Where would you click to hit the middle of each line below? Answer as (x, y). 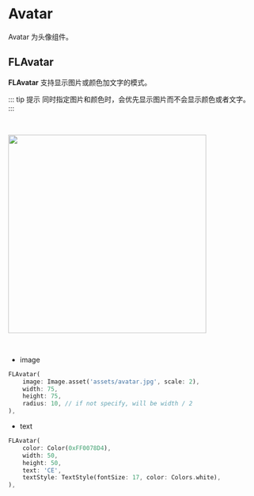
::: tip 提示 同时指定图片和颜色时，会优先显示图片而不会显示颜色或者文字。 (129, 99)
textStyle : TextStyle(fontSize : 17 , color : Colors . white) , (122, 478)
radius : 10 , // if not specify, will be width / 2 (108, 404)
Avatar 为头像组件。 (41, 37)
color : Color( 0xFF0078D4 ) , (67, 448)
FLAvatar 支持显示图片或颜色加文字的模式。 (80, 82)
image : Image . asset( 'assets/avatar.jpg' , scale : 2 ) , (111, 382)
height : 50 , (42, 463)
